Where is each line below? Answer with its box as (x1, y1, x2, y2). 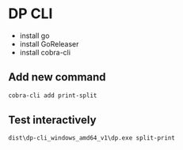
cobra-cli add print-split (8, 92, 97, 99)
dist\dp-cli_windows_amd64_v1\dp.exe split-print (8, 134, 176, 142)
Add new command (8, 70, 106, 84)
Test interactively (8, 114, 97, 127)
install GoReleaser (19, 39, 79, 48)
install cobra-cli (19, 47, 71, 57)
